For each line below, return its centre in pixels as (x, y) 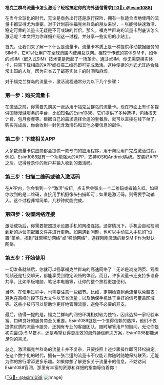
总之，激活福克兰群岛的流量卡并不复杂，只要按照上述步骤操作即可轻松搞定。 (82, 349)
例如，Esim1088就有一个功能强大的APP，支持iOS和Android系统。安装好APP (82, 157)
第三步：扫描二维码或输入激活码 (43, 177)
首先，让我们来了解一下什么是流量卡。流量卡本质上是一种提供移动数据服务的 (82, 47)
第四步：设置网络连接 (30, 214)
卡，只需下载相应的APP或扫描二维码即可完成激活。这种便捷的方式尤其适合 (80, 65)
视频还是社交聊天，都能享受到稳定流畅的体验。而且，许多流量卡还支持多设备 (82, 276)
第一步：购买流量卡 (28, 95)
